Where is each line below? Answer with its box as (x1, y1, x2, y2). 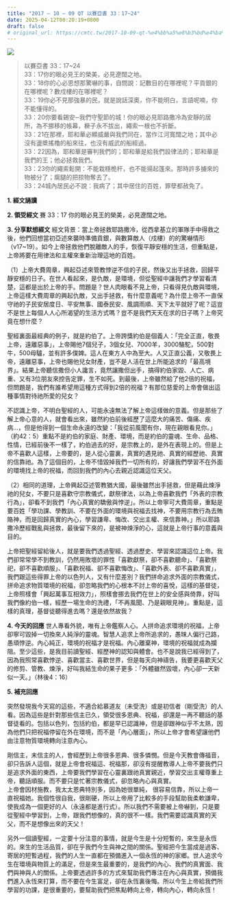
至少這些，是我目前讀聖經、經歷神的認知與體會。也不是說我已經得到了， (18, 648, 223, 656)
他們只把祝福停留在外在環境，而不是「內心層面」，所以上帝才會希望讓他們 (12, 728, 220, 736)
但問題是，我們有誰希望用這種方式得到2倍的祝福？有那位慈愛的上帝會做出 (7, 383, 215, 392)
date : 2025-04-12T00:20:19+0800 (7, 16, 99, 23)
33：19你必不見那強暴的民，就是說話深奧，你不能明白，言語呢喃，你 (23, 96, 218, 104)
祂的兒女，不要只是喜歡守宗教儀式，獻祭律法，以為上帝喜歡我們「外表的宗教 (7, 490, 223, 498)
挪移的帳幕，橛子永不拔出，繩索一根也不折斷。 (47, 121, 180, 130)
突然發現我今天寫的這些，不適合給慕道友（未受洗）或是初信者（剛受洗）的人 (7, 702, 223, 711)
